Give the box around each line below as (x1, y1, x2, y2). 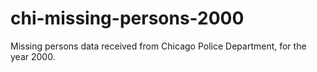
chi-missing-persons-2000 (10, 7, 245, 30)
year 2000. (10, 50, 56, 62)
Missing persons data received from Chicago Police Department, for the (10, 40, 307, 52)
